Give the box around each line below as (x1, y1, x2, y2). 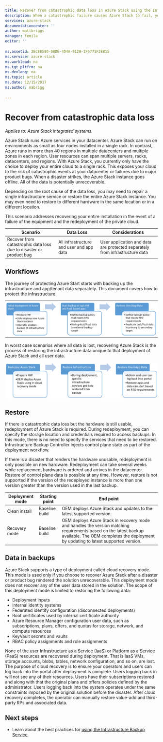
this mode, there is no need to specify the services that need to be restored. (5, 437, 157, 442)
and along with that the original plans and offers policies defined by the (5, 679, 147, 685)
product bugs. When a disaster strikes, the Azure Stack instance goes (5, 174, 145, 180)
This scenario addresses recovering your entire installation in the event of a (5, 213, 156, 219)
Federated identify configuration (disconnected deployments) (12, 607, 135, 613)
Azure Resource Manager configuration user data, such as (12, 618, 130, 623)
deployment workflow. (5, 447, 49, 453)
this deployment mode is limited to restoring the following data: (5, 587, 131, 593)
